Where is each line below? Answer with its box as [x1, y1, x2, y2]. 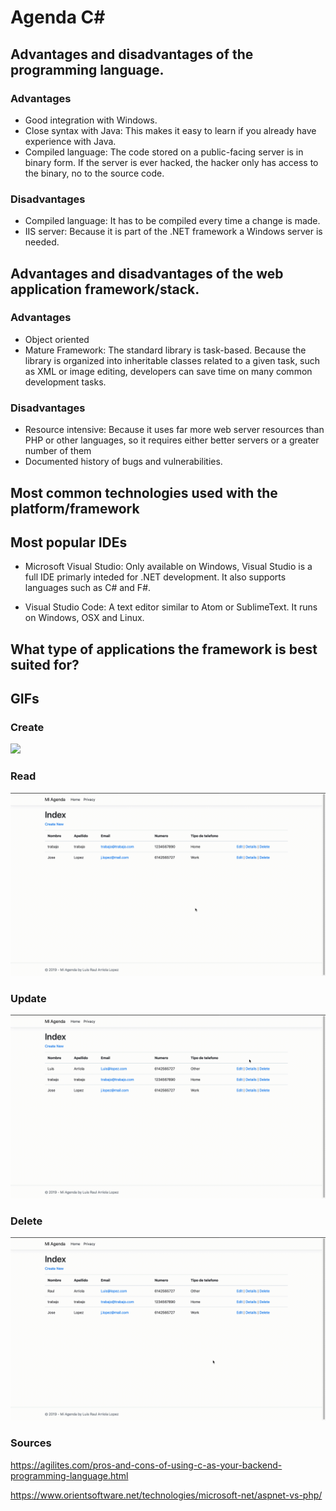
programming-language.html [10, 1469, 129, 1481]
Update [10, 992, 47, 1005]
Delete [10, 1214, 43, 1228]
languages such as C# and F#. [24, 582, 152, 594]
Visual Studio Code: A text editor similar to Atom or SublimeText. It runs [24, 601, 318, 613]
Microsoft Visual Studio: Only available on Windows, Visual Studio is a [24, 561, 313, 573]
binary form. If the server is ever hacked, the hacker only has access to [24, 156, 319, 168]
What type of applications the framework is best [10, 641, 318, 658]
